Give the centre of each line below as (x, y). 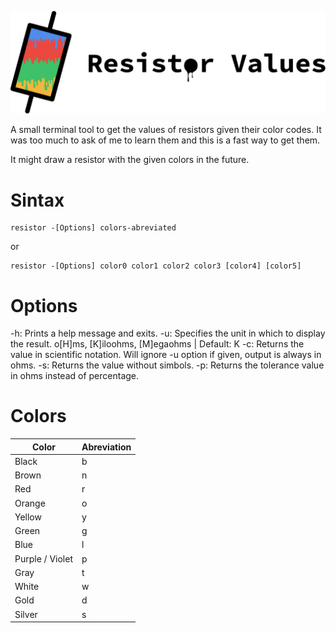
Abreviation (106, 447)
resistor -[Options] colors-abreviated (93, 228)
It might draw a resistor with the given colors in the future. (130, 160)
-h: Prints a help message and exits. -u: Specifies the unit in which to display (168, 333)
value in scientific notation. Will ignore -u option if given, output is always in (166, 355)
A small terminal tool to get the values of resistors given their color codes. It (166, 130)
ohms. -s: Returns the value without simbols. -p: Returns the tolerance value (167, 365)
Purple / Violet (43, 558)
